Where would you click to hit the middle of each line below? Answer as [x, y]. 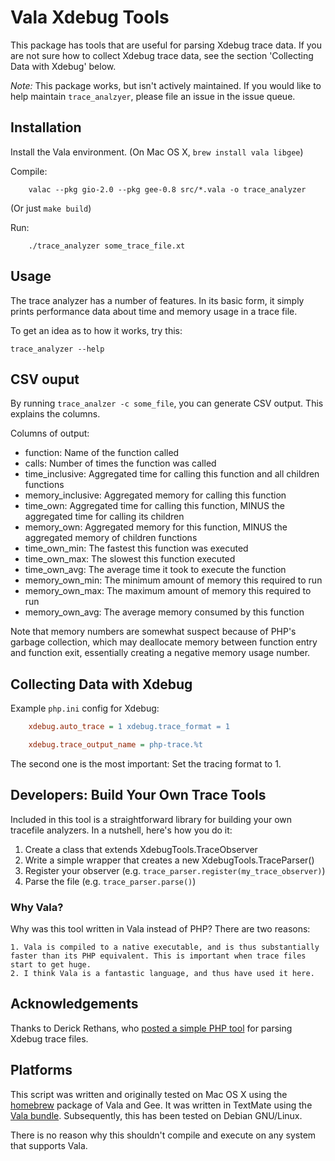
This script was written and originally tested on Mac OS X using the [149, 1094]
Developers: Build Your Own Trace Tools [138, 795]
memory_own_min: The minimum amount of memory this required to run [173, 580]
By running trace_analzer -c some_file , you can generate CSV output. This [167, 403]
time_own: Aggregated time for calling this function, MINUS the [154, 506]
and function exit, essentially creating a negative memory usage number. [160, 653]
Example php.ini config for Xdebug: [85, 708]
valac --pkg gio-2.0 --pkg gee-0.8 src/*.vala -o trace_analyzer [167, 189]
